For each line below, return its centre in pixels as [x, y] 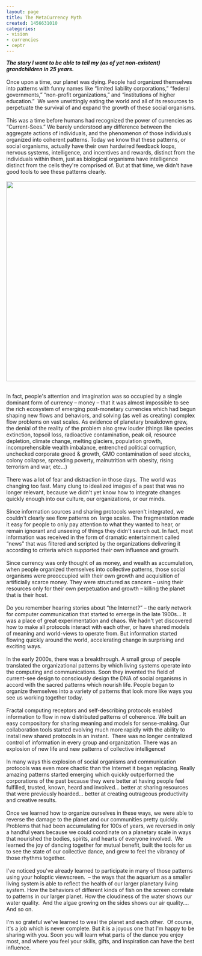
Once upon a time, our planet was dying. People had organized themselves [99, 81]
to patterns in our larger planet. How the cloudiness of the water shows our [99, 896]
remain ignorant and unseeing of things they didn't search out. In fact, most [100, 531]
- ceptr [16, 46]
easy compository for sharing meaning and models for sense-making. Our [98, 723]
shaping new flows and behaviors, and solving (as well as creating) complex [101, 415]
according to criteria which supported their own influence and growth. [93, 550]
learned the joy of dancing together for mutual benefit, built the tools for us [99, 845]
